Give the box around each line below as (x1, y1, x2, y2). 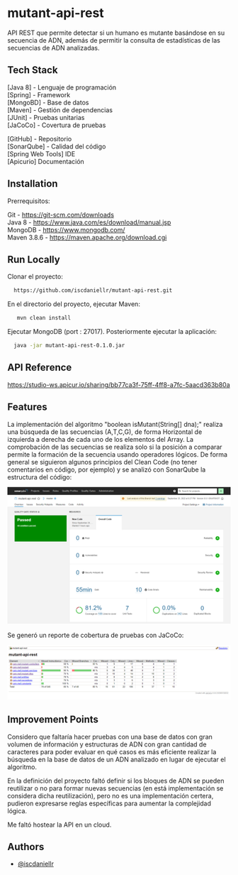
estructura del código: (7, 472, 72, 481)
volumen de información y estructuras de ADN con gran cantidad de (7, 740, 207, 749)
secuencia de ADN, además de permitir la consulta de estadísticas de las (7, 36, 221, 44)
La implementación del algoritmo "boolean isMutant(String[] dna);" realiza (7, 420, 223, 428)
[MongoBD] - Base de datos (7, 98, 89, 107)
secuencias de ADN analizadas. (7, 43, 100, 52)
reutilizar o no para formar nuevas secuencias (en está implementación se (7, 783, 224, 793)
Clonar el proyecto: (7, 272, 64, 281)
